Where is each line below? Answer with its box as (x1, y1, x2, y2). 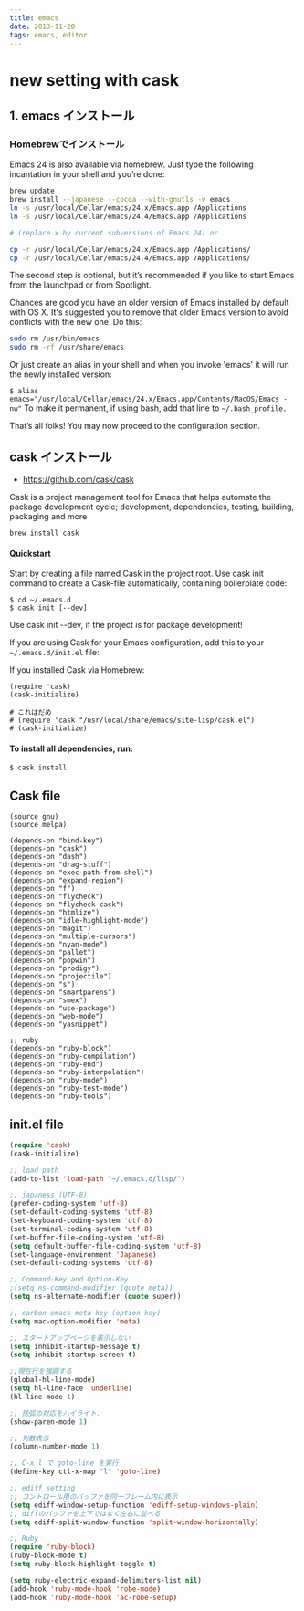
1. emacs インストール (9, 108, 135, 123)
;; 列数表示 (9, 1434, 50, 1443)
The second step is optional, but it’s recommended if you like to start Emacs (9, 270, 295, 281)
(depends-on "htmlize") (9, 908, 100, 917)
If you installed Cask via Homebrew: (9, 664, 145, 675)
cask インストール (9, 449, 112, 465)
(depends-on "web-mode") (9, 1012, 104, 1021)
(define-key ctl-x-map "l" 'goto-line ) (9, 1467, 162, 1477)
